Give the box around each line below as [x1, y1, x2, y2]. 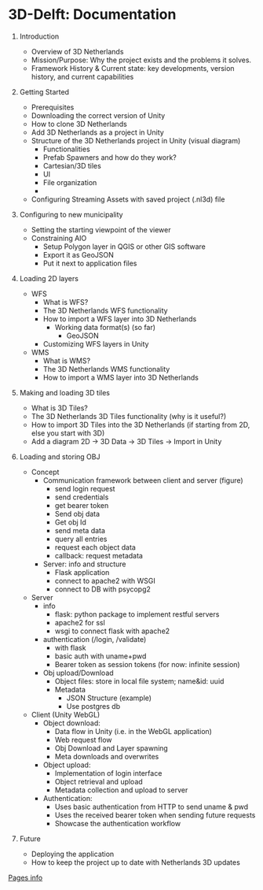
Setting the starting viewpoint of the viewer [31, 224, 171, 234]
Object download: [42, 718, 100, 728]
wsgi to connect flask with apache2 [54, 626, 170, 636]
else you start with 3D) [31, 428, 105, 438]
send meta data [54, 525, 106, 535]
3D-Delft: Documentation [8, 6, 177, 24]
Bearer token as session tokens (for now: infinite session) [54, 659, 241, 669]
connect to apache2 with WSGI [54, 576, 155, 585]
